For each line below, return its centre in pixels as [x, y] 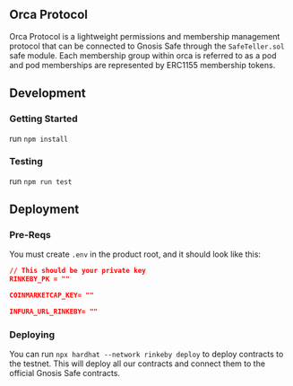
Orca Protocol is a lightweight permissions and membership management [145, 36]
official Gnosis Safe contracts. [65, 373]
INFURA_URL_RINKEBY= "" [54, 312]
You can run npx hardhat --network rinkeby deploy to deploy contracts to [146, 355]
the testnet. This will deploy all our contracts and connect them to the [138, 364]
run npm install [39, 138]
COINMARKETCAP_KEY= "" [52, 295]
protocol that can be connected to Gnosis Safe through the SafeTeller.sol [147, 46]
